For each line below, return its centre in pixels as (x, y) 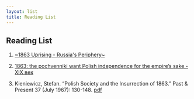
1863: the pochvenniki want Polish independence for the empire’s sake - (101, 66)
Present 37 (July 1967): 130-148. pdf (58, 90)
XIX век (24, 72)
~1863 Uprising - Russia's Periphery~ (60, 55)
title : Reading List (31, 17)
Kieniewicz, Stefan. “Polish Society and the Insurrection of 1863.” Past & (101, 84)
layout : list (22, 11)
